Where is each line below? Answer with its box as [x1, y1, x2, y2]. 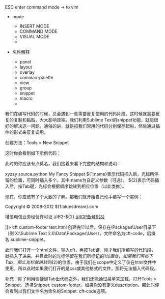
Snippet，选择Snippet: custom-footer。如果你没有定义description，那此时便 [5, 282, 160, 288]
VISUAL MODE [19, 34, 50, 39]
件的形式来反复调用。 [5, 129, 48, 135]
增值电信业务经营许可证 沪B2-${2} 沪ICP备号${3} [5, 214, 105, 219]
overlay [19, 69, 35, 75]
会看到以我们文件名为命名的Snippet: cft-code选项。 [5, 288, 110, 294]
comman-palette [19, 75, 54, 80]
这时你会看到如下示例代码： [5, 150, 61, 156]
